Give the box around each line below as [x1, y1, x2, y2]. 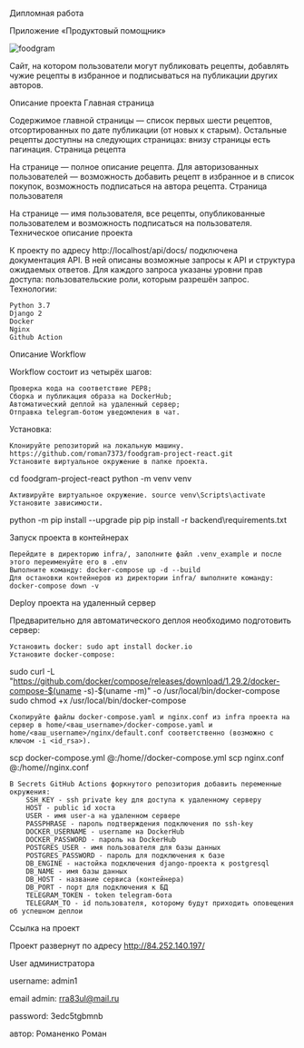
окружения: [9, 787, 51, 796]
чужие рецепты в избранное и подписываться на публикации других [9, 70, 279, 81]
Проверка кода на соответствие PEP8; [9, 384, 152, 393]
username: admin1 [9, 975, 78, 986]
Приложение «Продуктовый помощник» [9, 25, 166, 35]
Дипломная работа [9, 8, 84, 18]
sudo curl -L [9, 667, 56, 677]
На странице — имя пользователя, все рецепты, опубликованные [9, 208, 266, 219]
